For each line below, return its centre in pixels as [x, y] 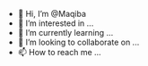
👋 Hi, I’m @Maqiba [52, 14]
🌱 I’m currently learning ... [65, 33]
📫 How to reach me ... [59, 52]
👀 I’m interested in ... [56, 23]
